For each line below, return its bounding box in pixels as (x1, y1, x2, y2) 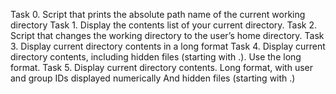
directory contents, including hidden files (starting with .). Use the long (10, 51, 302, 63)
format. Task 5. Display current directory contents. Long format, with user (10, 62, 313, 73)
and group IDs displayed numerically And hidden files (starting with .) (10, 72, 296, 84)
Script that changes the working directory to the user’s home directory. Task (10, 30, 325, 41)
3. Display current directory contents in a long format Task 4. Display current (10, 40, 326, 52)
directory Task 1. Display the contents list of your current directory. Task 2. (10, 19, 318, 31)
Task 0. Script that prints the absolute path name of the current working (10, 9, 306, 20)
